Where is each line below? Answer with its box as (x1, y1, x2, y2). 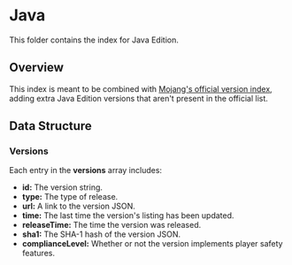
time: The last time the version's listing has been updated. (21, 210, 234, 221)
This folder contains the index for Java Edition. (9, 34, 179, 45)
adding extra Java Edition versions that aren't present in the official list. (9, 93, 268, 103)
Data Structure (9, 118, 93, 133)
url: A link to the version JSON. (21, 201, 135, 212)
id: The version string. (21, 182, 104, 193)
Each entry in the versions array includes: (9, 165, 162, 176)
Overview (9, 60, 65, 75)
